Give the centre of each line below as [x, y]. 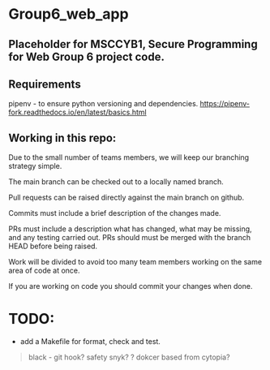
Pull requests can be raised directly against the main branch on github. [126, 198]
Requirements [45, 84]
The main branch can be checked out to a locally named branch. [116, 182]
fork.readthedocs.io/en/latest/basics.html [78, 112]
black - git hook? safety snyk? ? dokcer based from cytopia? [129, 357]
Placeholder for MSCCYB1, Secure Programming [133, 44]
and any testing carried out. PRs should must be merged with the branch [130, 238]
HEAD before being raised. [53, 246]
